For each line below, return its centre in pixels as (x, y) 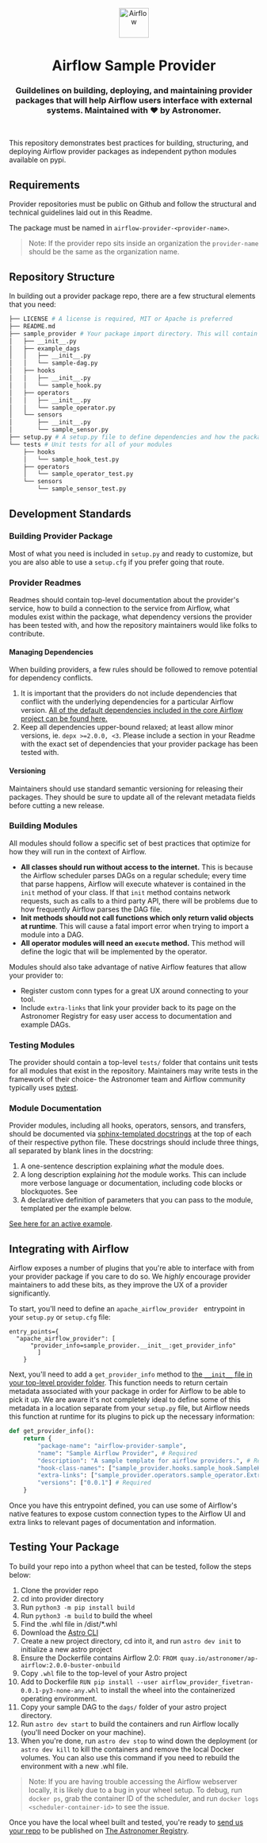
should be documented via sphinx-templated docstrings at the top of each (130, 1134)
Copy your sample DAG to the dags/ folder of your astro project (124, 1707)
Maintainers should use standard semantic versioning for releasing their (126, 788)
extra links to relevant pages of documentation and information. (113, 1523)
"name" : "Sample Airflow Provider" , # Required (117, 1453)
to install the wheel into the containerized (168, 1690)
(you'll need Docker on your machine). (83, 1732)
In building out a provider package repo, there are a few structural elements (132, 296)
